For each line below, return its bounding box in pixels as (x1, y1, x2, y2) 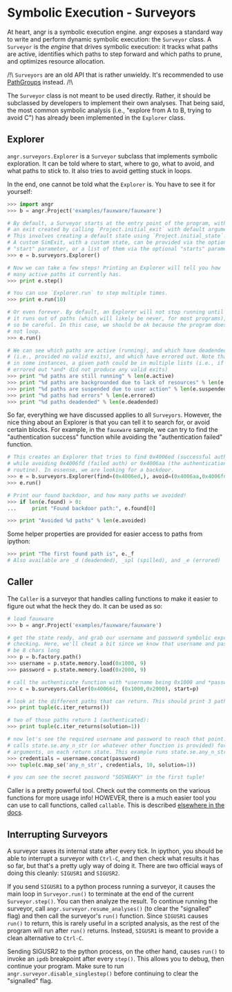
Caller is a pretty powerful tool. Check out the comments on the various (7, 786, 211, 795)
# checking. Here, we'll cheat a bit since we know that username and (7, 640, 215, 648)
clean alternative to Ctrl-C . (7, 934, 84, 942)
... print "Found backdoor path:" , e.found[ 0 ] (7, 505, 156, 512)
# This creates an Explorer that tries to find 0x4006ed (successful (7, 453, 212, 461)
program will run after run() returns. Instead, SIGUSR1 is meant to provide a (7, 926, 219, 935)
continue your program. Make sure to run (7, 962, 124, 971)
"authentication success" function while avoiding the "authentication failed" (7, 433, 223, 441)
